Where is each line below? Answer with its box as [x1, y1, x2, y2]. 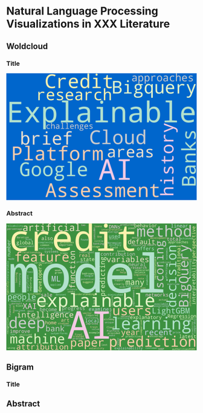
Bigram [6, 362, 34, 372]
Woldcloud [6, 41, 48, 51]
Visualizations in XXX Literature [6, 17, 170, 31]
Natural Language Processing [6, 4, 158, 18]
